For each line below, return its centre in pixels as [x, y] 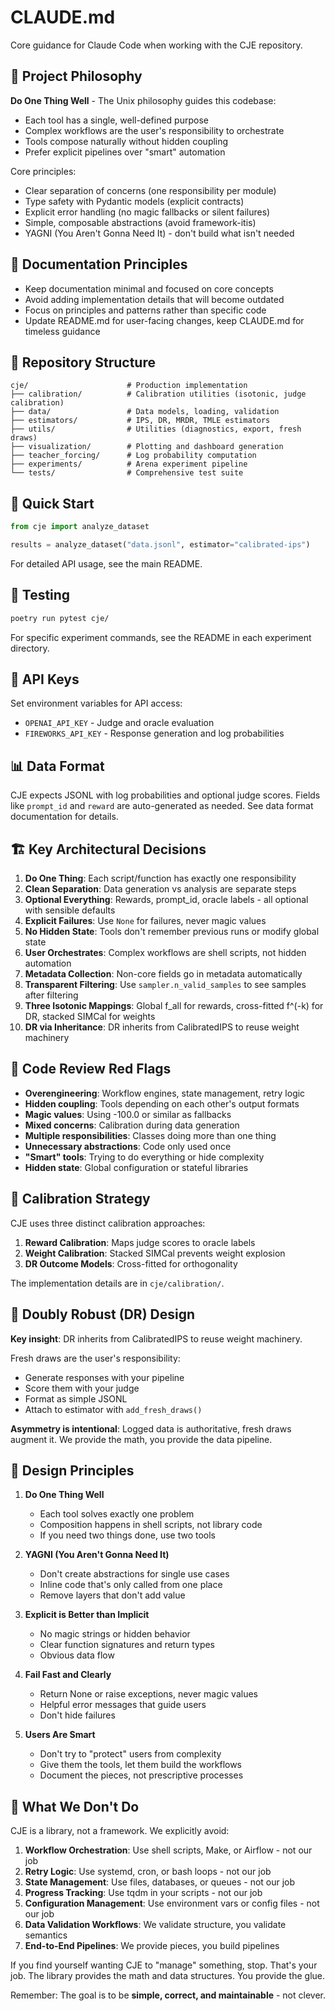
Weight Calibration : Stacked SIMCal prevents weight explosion [155, 1253]
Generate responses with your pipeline [104, 1377]
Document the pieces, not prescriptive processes [141, 1775]
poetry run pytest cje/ [60, 618]
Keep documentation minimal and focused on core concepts [149, 288]
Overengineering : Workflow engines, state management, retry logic [165, 1093]
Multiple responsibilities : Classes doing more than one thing [150, 1135]
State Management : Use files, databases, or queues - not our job [160, 1882]
